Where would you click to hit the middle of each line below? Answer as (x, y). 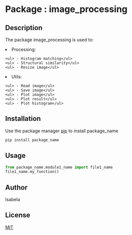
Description (24, 28)
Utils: (17, 77)
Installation (23, 119)
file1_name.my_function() (32, 172)
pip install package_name (32, 140)
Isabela (12, 199)
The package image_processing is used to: (49, 40)
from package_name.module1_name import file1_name (59, 167)
